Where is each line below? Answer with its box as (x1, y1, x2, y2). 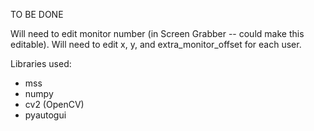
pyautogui (24, 109, 67, 121)
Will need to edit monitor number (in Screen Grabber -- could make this (10, 28, 305, 39)
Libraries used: (10, 58, 72, 69)
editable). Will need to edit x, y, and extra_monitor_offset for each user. (10, 39, 302, 50)
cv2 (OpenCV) (24, 99, 85, 110)
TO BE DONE (10, 9, 64, 20)
